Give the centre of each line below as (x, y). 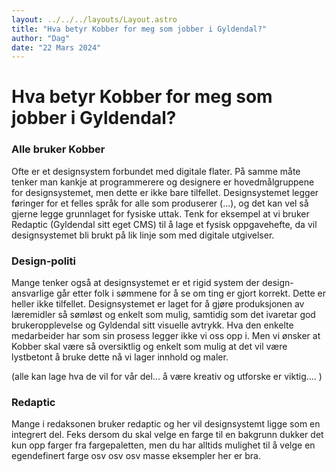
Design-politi (43, 261)
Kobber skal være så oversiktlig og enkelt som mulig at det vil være (149, 347)
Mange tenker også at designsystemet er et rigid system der (135, 283)
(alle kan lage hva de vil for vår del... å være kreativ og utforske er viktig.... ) (167, 377)
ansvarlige (33, 293)
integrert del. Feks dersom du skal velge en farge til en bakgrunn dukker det (167, 435)
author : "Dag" (41, 38)
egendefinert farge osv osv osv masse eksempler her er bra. (136, 456)
